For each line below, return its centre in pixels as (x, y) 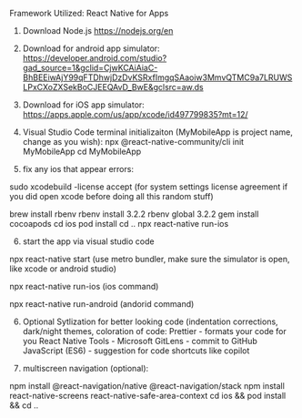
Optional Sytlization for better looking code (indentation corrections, (151, 321)
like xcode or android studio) (63, 269)
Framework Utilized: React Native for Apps (89, 13)
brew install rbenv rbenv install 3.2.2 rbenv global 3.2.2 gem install (134, 214)
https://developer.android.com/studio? (95, 58)
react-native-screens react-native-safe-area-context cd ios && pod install (148, 396)
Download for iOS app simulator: (84, 105)
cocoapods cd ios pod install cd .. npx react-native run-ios (119, 224)
